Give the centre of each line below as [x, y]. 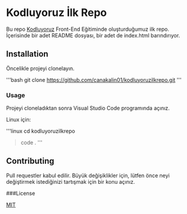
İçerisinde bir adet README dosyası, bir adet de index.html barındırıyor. [93, 35]
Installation [27, 54]
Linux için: [19, 120]
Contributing [30, 161]
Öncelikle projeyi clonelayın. [41, 68]
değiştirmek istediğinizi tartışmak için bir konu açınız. [70, 181]
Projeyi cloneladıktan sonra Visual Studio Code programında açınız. [88, 108]
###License [21, 193]
